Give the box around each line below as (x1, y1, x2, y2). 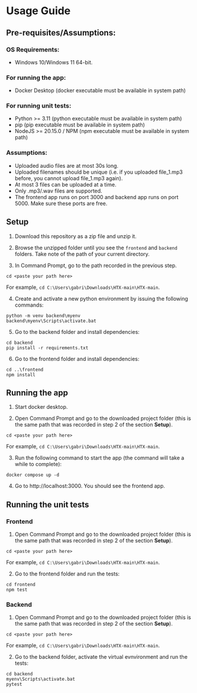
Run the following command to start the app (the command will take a (14, 454, 185, 461)
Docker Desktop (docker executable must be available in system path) (14, 87, 186, 94)
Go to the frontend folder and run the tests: (14, 570, 120, 577)
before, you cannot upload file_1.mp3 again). (14, 174, 123, 181)
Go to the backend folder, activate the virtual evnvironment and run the (14, 653, 188, 661)
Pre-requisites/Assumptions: (6, 28, 116, 38)
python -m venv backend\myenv (6, 313, 81, 318)
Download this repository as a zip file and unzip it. (14, 232, 137, 240)
